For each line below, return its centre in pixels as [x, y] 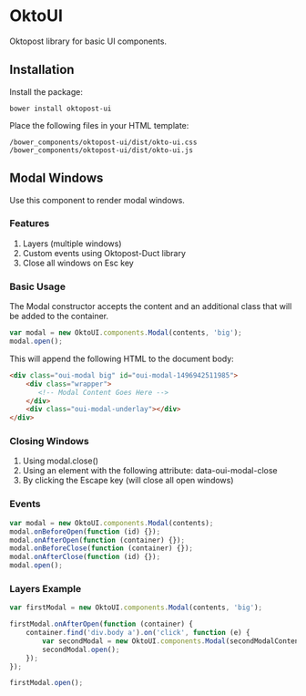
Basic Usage [38, 286]
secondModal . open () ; [81, 649]
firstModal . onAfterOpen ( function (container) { [102, 624]
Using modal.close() [60, 461]
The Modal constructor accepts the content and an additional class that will [151, 306]
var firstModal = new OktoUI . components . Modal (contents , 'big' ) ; [136, 608]
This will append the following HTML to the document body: [122, 358]
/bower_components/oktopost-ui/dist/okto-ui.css [103, 142]
